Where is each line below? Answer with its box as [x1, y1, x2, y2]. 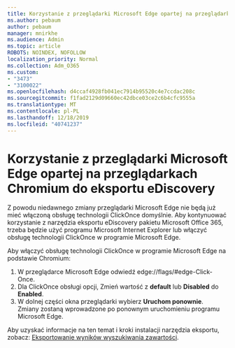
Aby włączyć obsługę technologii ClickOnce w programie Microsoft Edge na [7, 247, 226, 255]
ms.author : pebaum [7, 17, 61, 24]
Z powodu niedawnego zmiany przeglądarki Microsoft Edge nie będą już [7, 203, 216, 212]
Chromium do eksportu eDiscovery [7, 180, 215, 196]
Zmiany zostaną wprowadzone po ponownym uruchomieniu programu [17, 305, 220, 313]
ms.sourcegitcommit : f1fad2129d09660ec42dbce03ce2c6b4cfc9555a [7, 95, 196, 102]
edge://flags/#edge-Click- [136, 268, 213, 276]
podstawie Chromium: [7, 254, 71, 263]
